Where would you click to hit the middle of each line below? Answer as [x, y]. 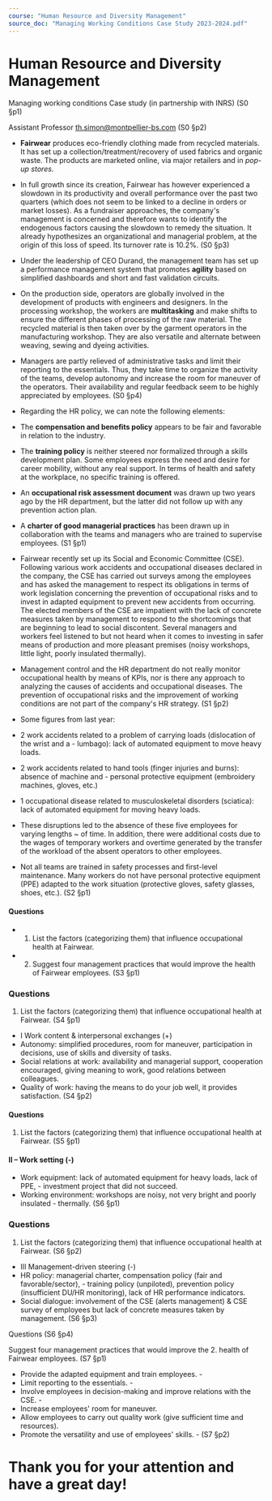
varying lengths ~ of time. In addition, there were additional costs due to [140, 834]
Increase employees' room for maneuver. [89, 1409]
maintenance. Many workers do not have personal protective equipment [140, 876]
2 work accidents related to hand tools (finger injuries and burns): [130, 768]
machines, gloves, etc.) [59, 785]
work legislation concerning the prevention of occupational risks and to [139, 594]
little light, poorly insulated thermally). [83, 654]
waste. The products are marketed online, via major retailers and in [132, 161]
